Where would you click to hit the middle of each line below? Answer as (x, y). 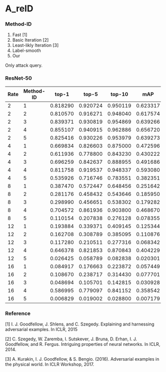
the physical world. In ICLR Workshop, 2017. (50, 365)
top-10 (119, 94)
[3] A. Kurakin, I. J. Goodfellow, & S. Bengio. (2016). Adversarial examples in (82, 359)
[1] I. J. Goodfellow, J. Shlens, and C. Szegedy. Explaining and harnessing (80, 324)
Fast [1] (20, 35)
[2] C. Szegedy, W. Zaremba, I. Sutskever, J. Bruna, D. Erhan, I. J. (71, 339)
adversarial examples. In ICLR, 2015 (41, 329)
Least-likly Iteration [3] (35, 46)
